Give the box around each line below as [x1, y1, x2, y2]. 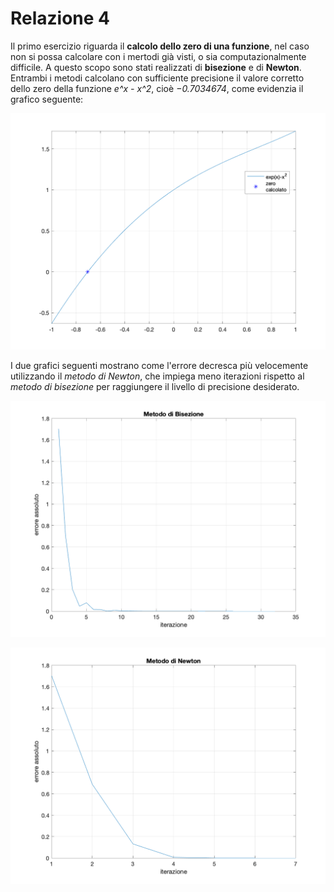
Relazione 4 [10, 7, 111, 30]
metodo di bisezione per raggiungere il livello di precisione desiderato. [10, 380, 300, 392]
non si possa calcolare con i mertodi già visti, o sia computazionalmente [10, 50, 307, 62]
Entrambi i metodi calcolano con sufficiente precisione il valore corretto [10, 72, 305, 84]
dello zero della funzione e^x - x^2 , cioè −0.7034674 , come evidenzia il [10, 82, 304, 94]
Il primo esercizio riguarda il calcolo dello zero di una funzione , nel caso [10, 40, 310, 52]
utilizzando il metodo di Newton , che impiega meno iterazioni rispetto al [10, 370, 305, 382]
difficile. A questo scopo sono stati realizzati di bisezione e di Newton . [10, 61, 302, 73]
